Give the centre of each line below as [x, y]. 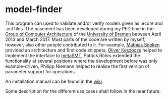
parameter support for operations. [41, 71]
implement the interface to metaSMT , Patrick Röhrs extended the [73, 55]
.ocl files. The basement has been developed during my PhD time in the [79, 28]
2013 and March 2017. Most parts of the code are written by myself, [75, 39]
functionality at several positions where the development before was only [81, 61]
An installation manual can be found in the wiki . [54, 81]
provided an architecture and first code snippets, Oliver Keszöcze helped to [84, 50]
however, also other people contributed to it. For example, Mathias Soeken [82, 44]
